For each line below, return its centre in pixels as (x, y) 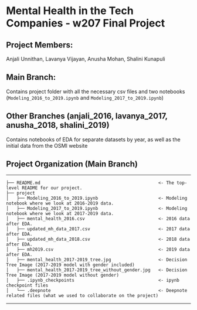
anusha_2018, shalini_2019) (58, 125)
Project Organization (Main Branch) (72, 164)
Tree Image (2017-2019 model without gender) (62, 275)
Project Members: (40, 45)
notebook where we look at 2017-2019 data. (60, 214)
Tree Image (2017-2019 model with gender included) (70, 265)
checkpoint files (27, 285)
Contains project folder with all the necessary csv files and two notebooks (96, 91)
